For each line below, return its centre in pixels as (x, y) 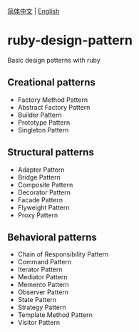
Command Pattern (45, 262)
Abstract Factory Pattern (54, 107)
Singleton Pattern (43, 130)
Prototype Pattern (44, 122)
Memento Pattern (43, 285)
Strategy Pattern (42, 307)
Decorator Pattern (44, 192)
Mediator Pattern (42, 277)
